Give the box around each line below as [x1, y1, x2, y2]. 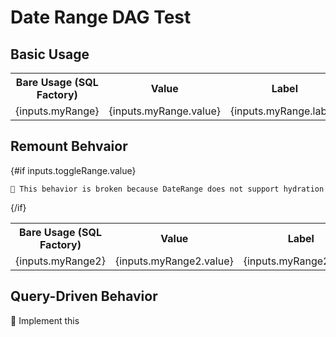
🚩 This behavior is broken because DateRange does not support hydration [10, 184, 325, 194]
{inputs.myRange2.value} [114, 254, 234, 268]
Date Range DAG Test [10, 6, 192, 29]
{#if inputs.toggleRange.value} [10, 164, 137, 176]
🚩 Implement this [10, 314, 80, 326]
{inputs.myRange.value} [108, 104, 221, 118]
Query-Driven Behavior [10, 288, 158, 305]
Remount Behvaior [10, 138, 128, 155]
